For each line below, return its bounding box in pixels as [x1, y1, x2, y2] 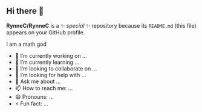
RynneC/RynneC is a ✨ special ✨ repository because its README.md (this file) [6, 22, 197, 29]
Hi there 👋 [6, 6, 44, 16]
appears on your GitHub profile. [6, 28, 85, 36]
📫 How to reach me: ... [15, 84, 73, 92]
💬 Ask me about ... [15, 78, 61, 85]
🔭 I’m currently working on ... [15, 52, 87, 59]
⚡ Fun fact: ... [15, 100, 48, 107]
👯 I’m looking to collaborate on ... [15, 64, 97, 72]
